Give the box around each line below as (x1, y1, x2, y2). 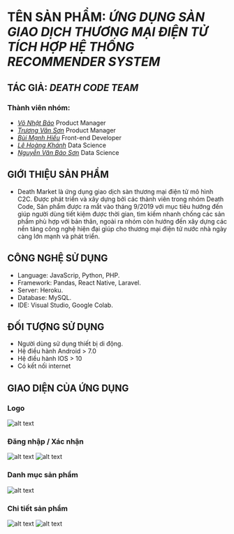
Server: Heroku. (17, 286, 64, 294)
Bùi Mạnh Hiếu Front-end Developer (17, 133, 122, 142)
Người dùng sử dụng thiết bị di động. (17, 339, 124, 348)
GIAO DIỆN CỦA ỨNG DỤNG (7, 382, 129, 394)
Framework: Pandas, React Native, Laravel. (17, 278, 142, 287)
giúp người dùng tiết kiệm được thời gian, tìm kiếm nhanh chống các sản (17, 210, 226, 218)
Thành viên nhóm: (7, 102, 71, 112)
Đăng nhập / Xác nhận (7, 437, 84, 446)
